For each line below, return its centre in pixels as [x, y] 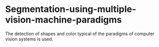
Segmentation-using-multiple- [71, 9]
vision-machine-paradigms [63, 20]
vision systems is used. [29, 39]
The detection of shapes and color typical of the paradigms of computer [80, 33]
